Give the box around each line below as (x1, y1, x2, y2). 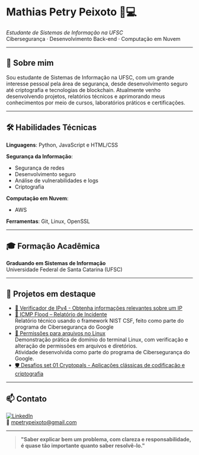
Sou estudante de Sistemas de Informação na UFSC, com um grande (6, 74, 175, 81)
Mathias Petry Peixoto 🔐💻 (6, 5, 137, 19)
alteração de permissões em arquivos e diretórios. (14, 342, 138, 349)
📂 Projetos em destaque (6, 289, 96, 299)
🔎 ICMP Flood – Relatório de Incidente (14, 311, 108, 318)
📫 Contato (6, 393, 47, 404)
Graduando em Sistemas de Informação (6, 260, 106, 267)
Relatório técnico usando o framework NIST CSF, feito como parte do (14, 317, 184, 324)
